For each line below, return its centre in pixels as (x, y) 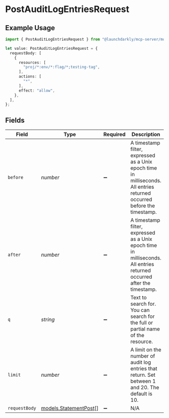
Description (146, 134)
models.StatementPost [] (70, 408)
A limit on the (146, 350)
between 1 (143, 381)
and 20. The (145, 387)
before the (143, 206)
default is (141, 394)
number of (143, 356)
